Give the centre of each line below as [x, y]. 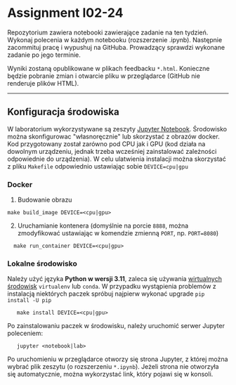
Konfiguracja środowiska [63, 112]
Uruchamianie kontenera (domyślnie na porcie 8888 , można [103, 226]
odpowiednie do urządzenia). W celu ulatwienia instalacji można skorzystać [117, 159]
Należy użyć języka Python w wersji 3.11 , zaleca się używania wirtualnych [115, 279]
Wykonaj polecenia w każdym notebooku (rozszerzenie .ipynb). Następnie [115, 39]
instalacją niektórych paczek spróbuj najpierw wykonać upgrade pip [106, 294]
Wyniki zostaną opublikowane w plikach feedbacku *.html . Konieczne [109, 68]
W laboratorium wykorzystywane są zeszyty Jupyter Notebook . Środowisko [117, 129]
